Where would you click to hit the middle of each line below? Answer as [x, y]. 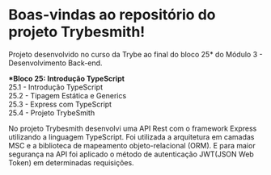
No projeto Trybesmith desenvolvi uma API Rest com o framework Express [133, 128]
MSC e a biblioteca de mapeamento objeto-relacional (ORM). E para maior [132, 145]
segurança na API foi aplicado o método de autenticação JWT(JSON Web [131, 154]
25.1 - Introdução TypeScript [56, 87]
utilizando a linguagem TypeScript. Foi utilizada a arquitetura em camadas [131, 137]
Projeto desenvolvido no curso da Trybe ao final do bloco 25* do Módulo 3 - [135, 54]
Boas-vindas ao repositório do [112, 15]
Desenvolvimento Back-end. [55, 63]
